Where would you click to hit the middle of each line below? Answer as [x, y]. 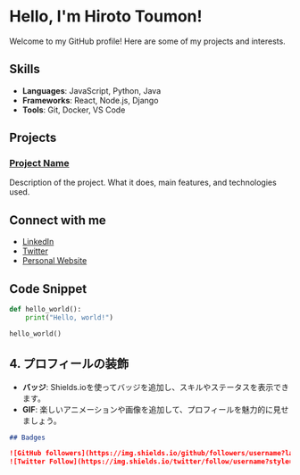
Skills [25, 69]
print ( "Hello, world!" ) [70, 317]
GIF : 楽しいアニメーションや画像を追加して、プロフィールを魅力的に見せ [155, 409]
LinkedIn [38, 242]
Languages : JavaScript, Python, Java [92, 90]
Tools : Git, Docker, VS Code [74, 110]
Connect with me [58, 220]
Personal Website [54, 261]
